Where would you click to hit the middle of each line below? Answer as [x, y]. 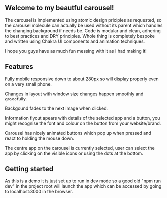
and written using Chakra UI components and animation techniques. [75, 41]
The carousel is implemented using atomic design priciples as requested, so [83, 20]
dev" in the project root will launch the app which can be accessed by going [83, 186]
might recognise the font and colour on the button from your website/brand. [83, 123]
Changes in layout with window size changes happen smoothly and [74, 94]
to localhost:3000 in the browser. [39, 192]
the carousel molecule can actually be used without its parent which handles [84, 25]
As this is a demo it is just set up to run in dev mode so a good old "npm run [83, 181]
